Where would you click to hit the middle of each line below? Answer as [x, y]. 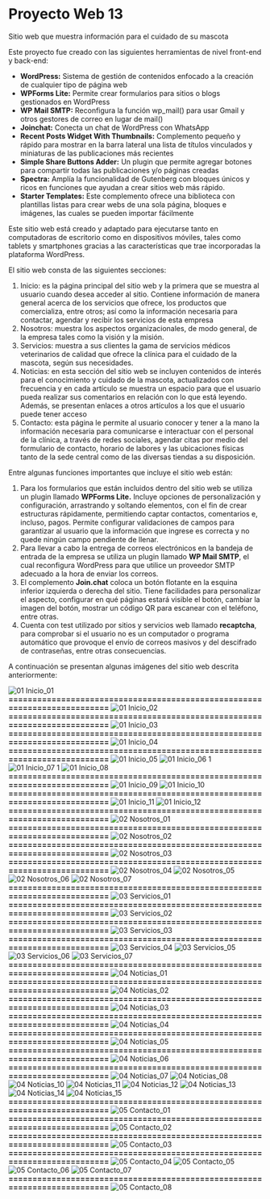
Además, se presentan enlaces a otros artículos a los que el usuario [133, 405]
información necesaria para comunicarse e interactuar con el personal [137, 431]
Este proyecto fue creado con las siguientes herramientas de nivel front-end [135, 52]
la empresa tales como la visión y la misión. [92, 337]
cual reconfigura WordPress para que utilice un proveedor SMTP [127, 565]
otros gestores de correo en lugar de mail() [91, 118]
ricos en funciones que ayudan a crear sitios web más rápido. [123, 187]
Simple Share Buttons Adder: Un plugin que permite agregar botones [136, 161]
